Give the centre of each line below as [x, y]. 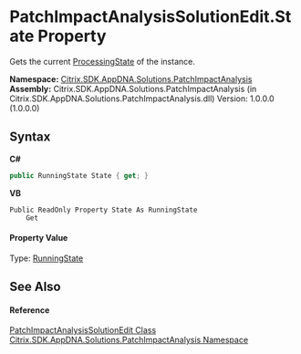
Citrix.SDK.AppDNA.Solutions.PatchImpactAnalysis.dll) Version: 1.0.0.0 [142, 99]
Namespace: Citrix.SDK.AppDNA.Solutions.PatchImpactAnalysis [131, 78]
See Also [35, 287]
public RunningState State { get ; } [79, 175]
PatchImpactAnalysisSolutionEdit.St [150, 17]
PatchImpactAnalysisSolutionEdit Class [83, 330]
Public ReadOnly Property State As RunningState [104, 210]
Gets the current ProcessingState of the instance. [103, 61]
